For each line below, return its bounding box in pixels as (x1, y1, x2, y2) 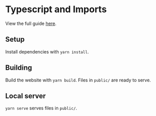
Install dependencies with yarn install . (5, 48, 89, 54)
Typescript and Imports (5, 4, 107, 15)
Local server (5, 92, 46, 100)
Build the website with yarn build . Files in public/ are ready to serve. (5, 77, 151, 83)
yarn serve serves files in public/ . (5, 105, 77, 111)
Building (5, 64, 32, 72)
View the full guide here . (5, 20, 57, 26)
